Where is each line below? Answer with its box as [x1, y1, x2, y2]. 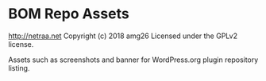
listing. [8, 63, 30, 72]
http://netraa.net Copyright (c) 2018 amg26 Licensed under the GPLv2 [8, 31, 238, 40]
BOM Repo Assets [8, 5, 129, 23]
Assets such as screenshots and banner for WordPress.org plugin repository [8, 55, 259, 64]
